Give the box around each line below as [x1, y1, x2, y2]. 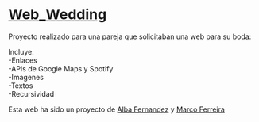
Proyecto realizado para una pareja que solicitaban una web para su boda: [8, 32, 252, 41]
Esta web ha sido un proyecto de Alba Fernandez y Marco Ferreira [8, 105, 225, 114]
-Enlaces [8, 55, 37, 65]
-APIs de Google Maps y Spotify [8, 63, 114, 73]
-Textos [8, 81, 33, 90]
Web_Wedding [8, 6, 107, 24]
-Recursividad [8, 89, 54, 98]
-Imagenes [8, 72, 44, 82]
